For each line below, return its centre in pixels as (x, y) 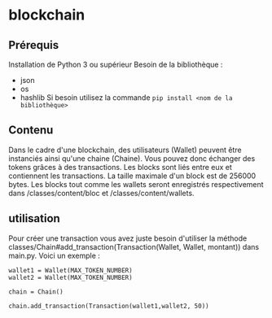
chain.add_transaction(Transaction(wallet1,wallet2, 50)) (109, 306)
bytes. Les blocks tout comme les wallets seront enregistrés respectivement (136, 184)
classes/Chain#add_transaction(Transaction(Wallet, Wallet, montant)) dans (134, 246)
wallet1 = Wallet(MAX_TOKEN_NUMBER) (70, 270)
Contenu (31, 131)
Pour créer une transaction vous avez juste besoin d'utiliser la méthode (128, 238)
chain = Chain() (36, 292)
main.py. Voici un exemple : (54, 255)
